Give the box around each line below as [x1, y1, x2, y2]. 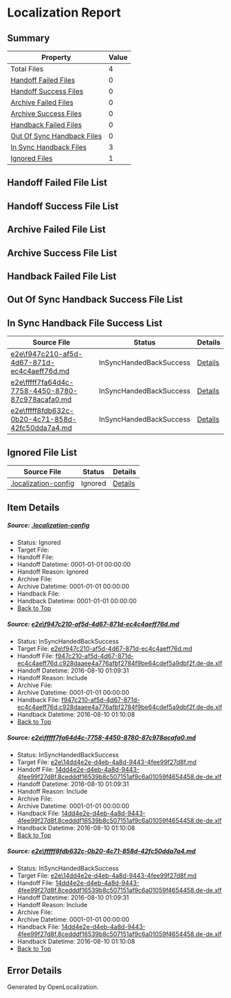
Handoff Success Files [10, 87, 84, 96]
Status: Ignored [16, 539, 61, 547]
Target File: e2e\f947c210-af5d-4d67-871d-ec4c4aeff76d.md [16, 644, 192, 653]
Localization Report [7, 5, 122, 21]
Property [41, 53, 71, 62]
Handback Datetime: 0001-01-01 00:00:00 [16, 597, 137, 605]
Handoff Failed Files [10, 76, 76, 85]
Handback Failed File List [7, 270, 117, 282]
